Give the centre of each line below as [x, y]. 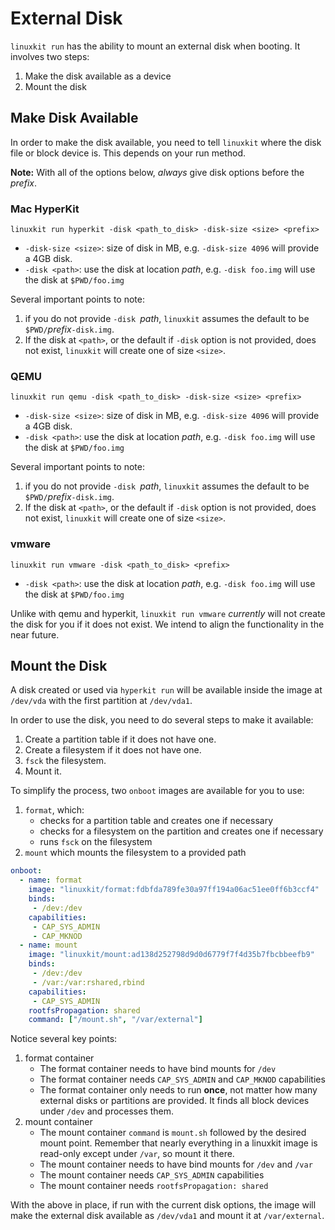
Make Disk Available [74, 118]
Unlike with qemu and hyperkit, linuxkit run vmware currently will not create [168, 613]
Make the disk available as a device [98, 76]
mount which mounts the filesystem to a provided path [135, 853]
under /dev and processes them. [107, 1111]
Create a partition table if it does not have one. [120, 739]
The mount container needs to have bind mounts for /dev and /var [176, 1164]
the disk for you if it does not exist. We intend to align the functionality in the [167, 624]
